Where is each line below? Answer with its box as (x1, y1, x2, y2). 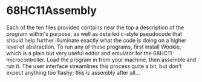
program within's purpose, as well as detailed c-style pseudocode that (6, 30, 183, 37)
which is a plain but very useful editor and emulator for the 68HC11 (6, 49, 172, 56)
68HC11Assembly (6, 4, 97, 18)
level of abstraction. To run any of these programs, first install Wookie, (6, 43, 181, 50)
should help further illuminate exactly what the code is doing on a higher (6, 36, 187, 44)
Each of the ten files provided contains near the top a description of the (6, 24, 184, 31)
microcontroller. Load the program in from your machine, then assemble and (6, 56, 197, 63)
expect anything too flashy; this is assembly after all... (6, 69, 140, 76)
